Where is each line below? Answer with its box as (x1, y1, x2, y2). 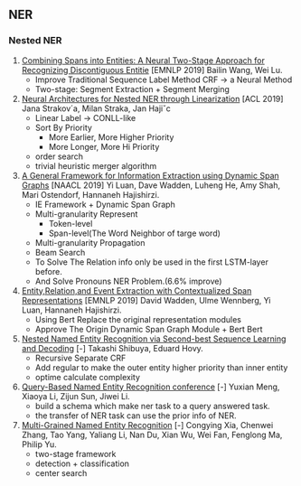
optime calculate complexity (34, 371, 141, 382)
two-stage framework (34, 448, 117, 459)
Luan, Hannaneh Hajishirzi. (21, 304, 122, 315)
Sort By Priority (34, 122, 92, 133)
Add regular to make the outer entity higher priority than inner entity (34, 361, 288, 373)
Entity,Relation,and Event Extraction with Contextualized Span (21, 285, 252, 296)
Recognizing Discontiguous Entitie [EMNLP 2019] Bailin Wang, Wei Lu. (21, 64, 283, 75)
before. (34, 266, 62, 276)
